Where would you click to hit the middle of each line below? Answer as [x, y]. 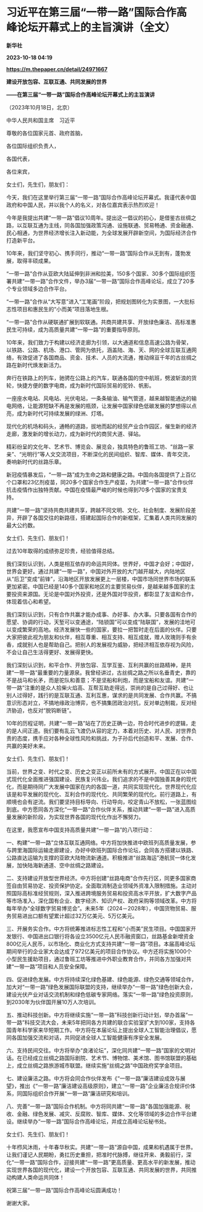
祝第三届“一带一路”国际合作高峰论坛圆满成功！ [64, 1190]
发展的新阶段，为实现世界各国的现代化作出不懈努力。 [77, 817]
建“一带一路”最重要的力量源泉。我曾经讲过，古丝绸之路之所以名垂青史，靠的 [101, 672]
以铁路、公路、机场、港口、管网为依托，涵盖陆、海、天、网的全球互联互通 [99, 350]
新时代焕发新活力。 [40, 365]
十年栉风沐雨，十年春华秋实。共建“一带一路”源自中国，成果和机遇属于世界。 [101, 1147]
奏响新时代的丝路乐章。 [35, 462]
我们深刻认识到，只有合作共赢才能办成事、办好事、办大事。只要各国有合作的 [101, 614]
